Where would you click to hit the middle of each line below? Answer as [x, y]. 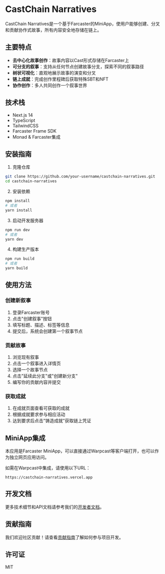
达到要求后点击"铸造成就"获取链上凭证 [52, 421]
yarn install [19, 210]
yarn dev [14, 239]
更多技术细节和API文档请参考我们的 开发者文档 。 [55, 507]
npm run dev [17, 230]
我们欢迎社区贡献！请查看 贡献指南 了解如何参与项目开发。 [64, 537]
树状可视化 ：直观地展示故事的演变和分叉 [54, 73]
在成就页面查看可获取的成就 [41, 408]
